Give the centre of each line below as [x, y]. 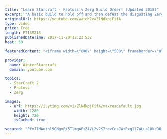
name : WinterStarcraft [33, 65]
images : [13, 101]
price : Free [17, 28]
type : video [17, 24]
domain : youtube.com [31, 69]
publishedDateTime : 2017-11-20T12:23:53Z [49, 38]
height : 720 [26, 115]
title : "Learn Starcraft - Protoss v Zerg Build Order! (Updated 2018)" [82, 10]
